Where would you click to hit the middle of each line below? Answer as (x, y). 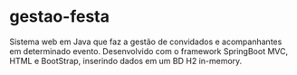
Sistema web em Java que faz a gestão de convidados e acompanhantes (146, 42)
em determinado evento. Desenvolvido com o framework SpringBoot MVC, (148, 51)
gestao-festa (60, 17)
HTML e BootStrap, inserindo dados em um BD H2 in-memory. (126, 61)
